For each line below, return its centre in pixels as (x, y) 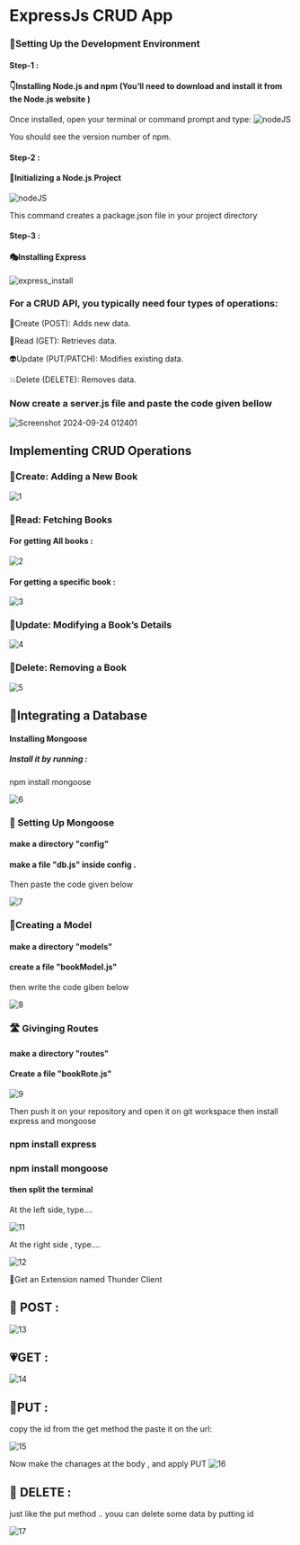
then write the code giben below (69, 987)
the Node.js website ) (50, 99)
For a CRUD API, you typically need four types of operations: (144, 304)
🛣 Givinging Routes (54, 1029)
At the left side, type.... (51, 1210)
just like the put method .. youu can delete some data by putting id (132, 1514)
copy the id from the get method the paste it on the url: (111, 1429)
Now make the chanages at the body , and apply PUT (108, 1464)
